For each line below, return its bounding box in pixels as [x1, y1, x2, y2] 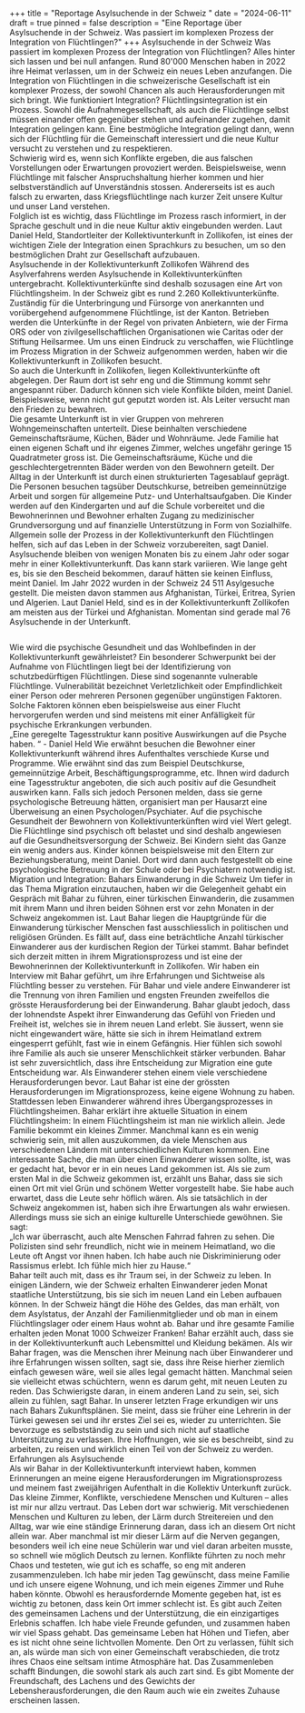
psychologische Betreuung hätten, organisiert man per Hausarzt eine [9, 796, 268, 807]
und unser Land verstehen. [9, 201, 111, 212]
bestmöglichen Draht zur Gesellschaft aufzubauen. [9, 249, 200, 260]
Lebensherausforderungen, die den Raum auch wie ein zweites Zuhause [9, 1686, 280, 1696]
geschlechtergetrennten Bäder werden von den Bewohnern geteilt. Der [9, 462, 275, 472]
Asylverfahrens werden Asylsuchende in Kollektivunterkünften [9, 268, 243, 279]
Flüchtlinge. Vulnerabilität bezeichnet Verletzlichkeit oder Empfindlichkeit [9, 681, 283, 691]
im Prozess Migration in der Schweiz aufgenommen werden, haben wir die [9, 346, 288, 356]
